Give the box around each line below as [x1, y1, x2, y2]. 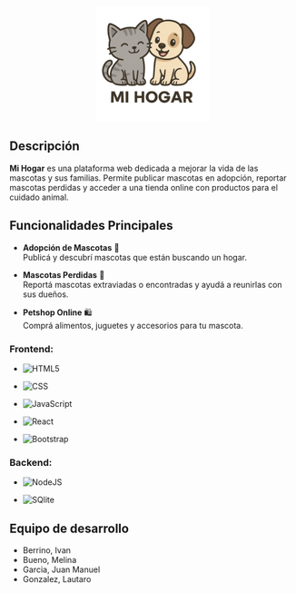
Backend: [9, 456, 53, 469]
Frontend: [9, 342, 54, 355]
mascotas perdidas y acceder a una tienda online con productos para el [9, 182, 279, 193]
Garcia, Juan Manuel [22, 564, 101, 575]
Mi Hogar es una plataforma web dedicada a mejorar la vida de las [9, 163, 259, 173]
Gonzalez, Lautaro [22, 574, 92, 585]
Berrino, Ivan [22, 545, 71, 556]
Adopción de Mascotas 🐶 [22, 242, 120, 252]
